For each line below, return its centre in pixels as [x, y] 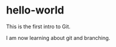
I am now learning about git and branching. [58, 38]
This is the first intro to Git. [38, 26]
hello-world [35, 10]
